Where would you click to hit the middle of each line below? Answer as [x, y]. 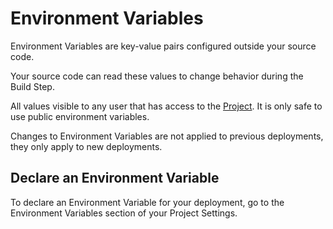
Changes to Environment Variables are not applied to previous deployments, [167, 136]
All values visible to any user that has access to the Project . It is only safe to [166, 106]
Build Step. [32, 86]
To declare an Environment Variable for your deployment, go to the [147, 202]
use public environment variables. [80, 116]
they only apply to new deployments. [86, 146]
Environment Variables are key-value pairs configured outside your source [163, 46]
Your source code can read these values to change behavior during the [157, 76]
